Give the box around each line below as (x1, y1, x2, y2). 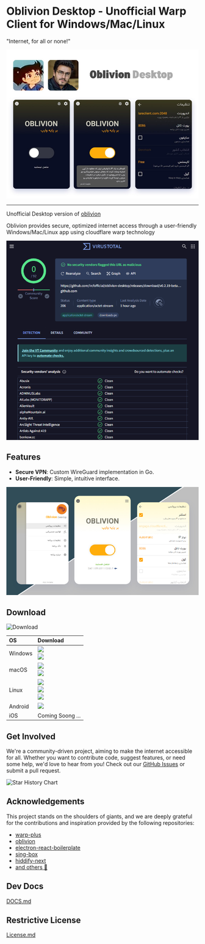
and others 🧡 (15, 863, 48, 871)
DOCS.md (6, 897, 32, 905)
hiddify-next (15, 857, 46, 864)
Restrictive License (6, 915, 81, 926)
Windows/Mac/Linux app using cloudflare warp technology (6, 228, 156, 236)
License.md (6, 931, 36, 939)
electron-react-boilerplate (15, 844, 81, 851)
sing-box (15, 851, 38, 858)
